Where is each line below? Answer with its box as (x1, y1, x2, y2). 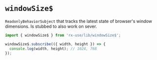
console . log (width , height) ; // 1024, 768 (9, 46, 97, 51)
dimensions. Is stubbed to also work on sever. (5, 23, 98, 29)
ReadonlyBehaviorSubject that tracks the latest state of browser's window (5, 18, 153, 24)
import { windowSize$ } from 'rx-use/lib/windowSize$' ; (5, 33, 121, 38)
